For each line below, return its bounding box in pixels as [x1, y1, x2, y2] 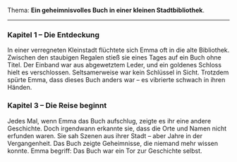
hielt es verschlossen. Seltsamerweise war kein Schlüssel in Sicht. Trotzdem [7, 68, 229, 76]
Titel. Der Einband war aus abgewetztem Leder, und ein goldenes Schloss [7, 61, 222, 69]
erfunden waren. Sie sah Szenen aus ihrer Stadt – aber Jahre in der [7, 131, 203, 140]
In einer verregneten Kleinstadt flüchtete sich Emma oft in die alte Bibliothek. [7, 46, 230, 55]
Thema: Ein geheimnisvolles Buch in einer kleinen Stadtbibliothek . [7, 6, 205, 14]
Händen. [7, 83, 32, 92]
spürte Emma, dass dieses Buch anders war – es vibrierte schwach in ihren [7, 76, 226, 84]
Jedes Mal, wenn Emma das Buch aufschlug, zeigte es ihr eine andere [7, 116, 212, 125]
